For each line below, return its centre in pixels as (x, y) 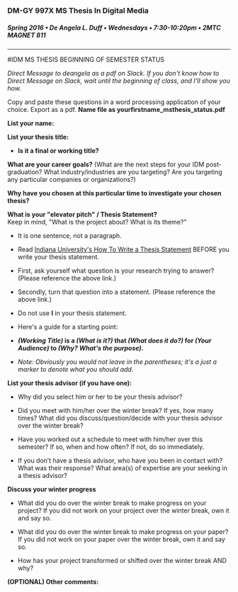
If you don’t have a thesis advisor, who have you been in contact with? (120, 460)
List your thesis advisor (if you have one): (70, 383)
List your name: (31, 123)
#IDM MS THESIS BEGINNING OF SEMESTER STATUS (86, 59)
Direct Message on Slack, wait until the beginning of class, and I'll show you (119, 81)
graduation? (25, 171)
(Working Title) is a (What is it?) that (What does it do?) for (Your (114, 340)
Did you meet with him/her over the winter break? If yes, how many (115, 410)
